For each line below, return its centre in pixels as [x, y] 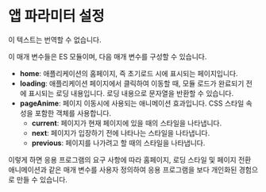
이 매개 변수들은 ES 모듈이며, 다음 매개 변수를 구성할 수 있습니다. [108, 56]
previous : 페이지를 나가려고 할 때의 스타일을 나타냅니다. [118, 143]
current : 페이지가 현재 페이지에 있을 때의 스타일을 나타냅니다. [127, 123]
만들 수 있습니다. [42, 179]
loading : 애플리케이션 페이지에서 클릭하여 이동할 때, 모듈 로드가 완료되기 [132, 83]
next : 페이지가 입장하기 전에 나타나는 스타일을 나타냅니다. [121, 132]
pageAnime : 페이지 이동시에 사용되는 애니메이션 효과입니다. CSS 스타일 [132, 103]
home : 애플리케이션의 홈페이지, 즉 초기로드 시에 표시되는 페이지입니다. [129, 73]
